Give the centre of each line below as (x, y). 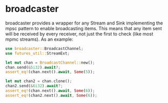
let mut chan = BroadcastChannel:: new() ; (50, 62)
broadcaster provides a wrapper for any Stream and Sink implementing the (84, 23)
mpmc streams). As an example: (39, 39)
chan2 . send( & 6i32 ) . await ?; (34, 86)
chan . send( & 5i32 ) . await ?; (33, 67)
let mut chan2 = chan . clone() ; (39, 81)
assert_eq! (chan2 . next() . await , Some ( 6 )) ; (51, 95)
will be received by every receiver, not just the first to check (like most (79, 34)
